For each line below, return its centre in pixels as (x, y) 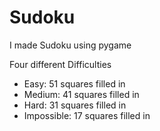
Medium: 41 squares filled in (81, 94)
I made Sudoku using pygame (70, 45)
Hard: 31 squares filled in (75, 105)
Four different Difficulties (60, 64)
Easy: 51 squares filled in (74, 83)
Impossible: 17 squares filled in (87, 115)
